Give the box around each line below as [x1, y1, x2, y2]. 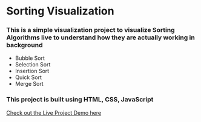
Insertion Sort [15, 68, 50, 75]
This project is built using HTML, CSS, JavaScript [6, 95, 154, 104]
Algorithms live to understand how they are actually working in [6, 33, 195, 42]
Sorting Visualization [6, 4, 114, 18]
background [6, 41, 44, 50]
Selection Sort [15, 61, 51, 68]
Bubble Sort [15, 54, 45, 62]
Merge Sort [15, 80, 44, 88]
